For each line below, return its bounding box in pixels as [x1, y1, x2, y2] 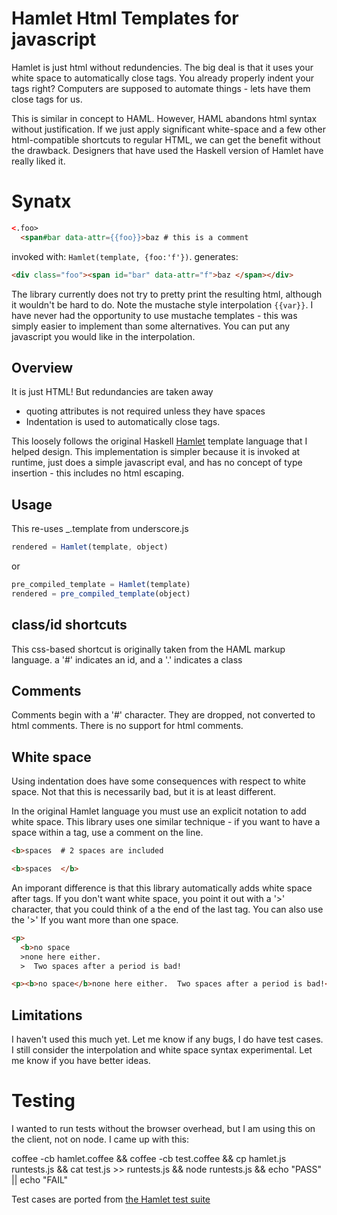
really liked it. [11, 155, 66, 167]
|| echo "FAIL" [11, 1174, 69, 1186]
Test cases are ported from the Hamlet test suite [11, 1193, 211, 1206]
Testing [11, 1090, 76, 1112]
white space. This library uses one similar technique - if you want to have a [11, 816, 321, 828]
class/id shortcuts [11, 617, 128, 634]
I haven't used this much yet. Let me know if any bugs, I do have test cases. [11, 1033, 324, 1046]
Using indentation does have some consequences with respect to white [11, 775, 306, 787]
